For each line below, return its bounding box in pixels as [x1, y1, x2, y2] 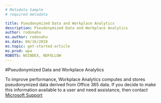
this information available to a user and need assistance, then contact [5, 87, 148, 93]
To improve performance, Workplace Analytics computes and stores [5, 76, 146, 82]
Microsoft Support [5, 92, 43, 98]
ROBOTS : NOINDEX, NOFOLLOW [5, 53, 61, 58]
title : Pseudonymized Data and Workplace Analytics [5, 21, 115, 26]
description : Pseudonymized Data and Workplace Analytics [5, 25, 128, 30]
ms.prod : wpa [5, 48, 32, 53]
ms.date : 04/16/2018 [5, 39, 48, 45]
